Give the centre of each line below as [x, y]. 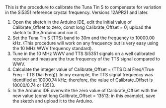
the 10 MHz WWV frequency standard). [53, 48]
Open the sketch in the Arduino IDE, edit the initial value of [72, 22]
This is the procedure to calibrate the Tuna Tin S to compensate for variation [83, 7]
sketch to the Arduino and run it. [45, 32]
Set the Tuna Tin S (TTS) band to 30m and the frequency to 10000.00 [83, 38]
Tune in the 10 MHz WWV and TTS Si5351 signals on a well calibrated [83, 54]
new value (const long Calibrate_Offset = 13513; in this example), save [84, 96]
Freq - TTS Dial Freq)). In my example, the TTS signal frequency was [83, 75]
